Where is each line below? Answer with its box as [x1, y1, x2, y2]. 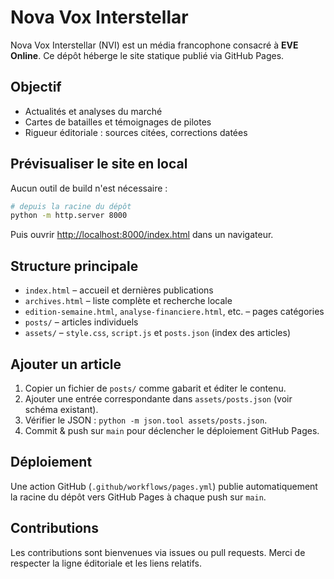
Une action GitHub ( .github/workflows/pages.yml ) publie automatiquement [10, 480, 318, 492]
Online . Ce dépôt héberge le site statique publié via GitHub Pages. [10, 49, 285, 61]
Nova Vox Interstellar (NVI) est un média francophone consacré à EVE [10, 39, 299, 51]
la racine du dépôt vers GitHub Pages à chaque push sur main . [10, 491, 267, 503]
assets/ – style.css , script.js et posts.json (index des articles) [24, 327, 292, 339]
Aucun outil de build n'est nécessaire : [10, 182, 168, 194]
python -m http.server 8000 [10, 211, 128, 221]
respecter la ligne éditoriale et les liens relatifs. [10, 557, 202, 569]
